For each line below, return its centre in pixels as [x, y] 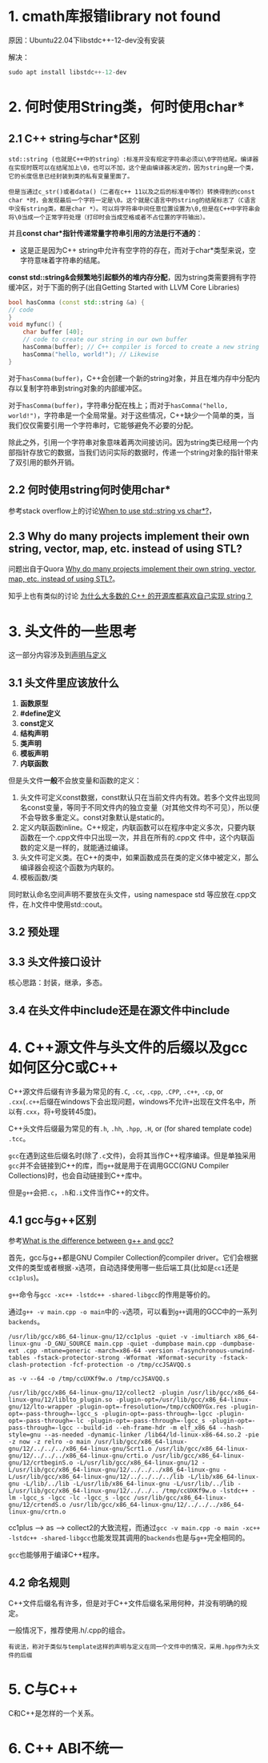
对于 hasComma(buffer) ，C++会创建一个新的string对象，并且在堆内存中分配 [131, 378]
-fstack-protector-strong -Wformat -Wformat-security [125, 1358]
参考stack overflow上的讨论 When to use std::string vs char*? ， [112, 511]
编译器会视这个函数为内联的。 [69, 867]
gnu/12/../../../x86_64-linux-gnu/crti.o [78, 1456]
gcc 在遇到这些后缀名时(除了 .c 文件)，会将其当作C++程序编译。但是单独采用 [132, 1155]
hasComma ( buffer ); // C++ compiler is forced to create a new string [141, 347]
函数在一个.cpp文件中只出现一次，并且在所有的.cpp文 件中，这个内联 [134, 838]
